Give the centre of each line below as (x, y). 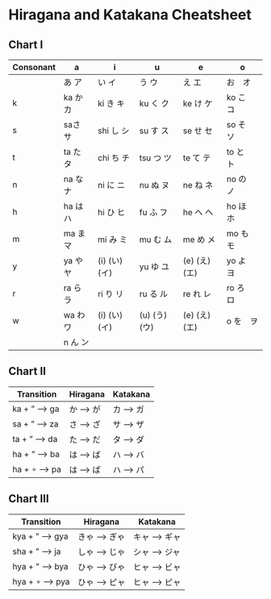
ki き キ (111, 104)
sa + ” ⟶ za (35, 423)
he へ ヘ (198, 212)
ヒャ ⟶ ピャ (157, 582)
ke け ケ (198, 104)
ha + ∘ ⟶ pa (37, 469)
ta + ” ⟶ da (35, 439)
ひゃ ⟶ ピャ (102, 582)
